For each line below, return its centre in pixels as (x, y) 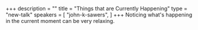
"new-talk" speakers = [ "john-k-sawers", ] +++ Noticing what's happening (99, 15)
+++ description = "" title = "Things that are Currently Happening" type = (97, 9)
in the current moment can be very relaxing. (60, 21)
